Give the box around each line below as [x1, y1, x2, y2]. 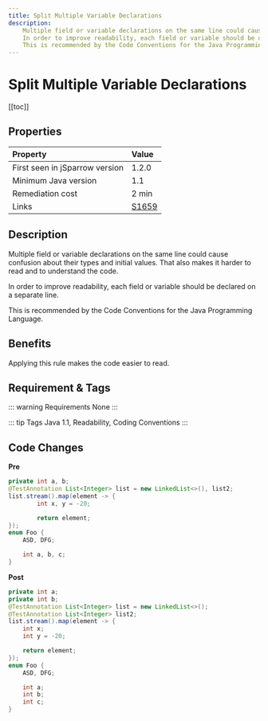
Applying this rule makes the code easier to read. [8, 358, 170, 367]
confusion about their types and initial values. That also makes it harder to [8, 257, 251, 267]
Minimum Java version [12, 174, 97, 186]
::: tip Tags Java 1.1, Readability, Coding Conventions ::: [8, 417, 189, 427]
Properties [8, 125, 62, 139]
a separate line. [8, 290, 59, 300]
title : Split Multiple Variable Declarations [8, 11, 162, 20]
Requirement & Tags [8, 381, 111, 394]
